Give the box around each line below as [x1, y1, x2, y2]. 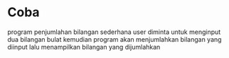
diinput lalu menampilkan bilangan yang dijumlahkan [7, 42, 161, 51]
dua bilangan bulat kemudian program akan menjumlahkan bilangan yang [7, 35, 222, 43]
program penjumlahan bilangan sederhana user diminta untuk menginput [7, 28, 221, 36]
